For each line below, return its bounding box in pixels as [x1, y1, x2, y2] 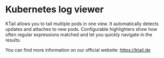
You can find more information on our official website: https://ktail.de [5, 47, 151, 53]
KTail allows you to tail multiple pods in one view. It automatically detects [5, 21, 159, 27]
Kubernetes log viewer [5, 4, 104, 15]
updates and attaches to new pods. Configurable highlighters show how [5, 26, 157, 32]
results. [5, 37, 22, 43]
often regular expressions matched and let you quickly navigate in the [5, 31, 153, 37]
